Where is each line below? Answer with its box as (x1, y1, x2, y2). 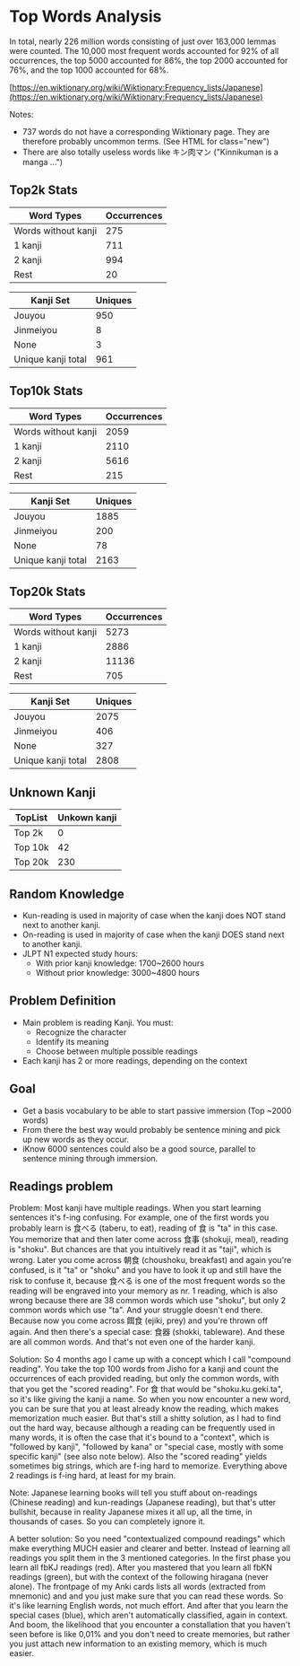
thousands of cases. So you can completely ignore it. (9, 1516, 206, 1527)
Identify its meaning (35, 1036, 109, 1047)
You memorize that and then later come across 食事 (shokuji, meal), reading (9, 1234, 289, 1245)
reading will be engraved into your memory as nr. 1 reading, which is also (9, 1285, 279, 1296)
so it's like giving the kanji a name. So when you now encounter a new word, (9, 1394, 291, 1405)
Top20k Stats (9, 583, 87, 599)
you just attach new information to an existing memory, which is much (9, 1638, 268, 1649)
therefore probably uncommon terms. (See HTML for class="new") (21, 136, 270, 146)
